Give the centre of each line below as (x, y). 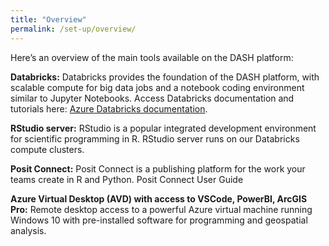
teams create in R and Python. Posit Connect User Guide (127, 179)
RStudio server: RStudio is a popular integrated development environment (163, 128)
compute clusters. (47, 149)
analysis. (28, 230)
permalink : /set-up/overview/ (73, 29)
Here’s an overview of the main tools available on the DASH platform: (152, 57)
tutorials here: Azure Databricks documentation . (109, 108)
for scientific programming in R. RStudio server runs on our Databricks (155, 138)
